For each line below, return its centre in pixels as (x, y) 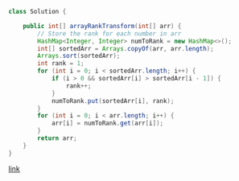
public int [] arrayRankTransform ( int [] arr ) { (102, 26)
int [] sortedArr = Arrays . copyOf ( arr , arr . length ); (126, 48)
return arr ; (58, 138)
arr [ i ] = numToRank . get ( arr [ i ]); (107, 123)
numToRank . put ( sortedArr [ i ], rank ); (113, 101)
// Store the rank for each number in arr (109, 33)
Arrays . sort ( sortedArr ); (79, 56)
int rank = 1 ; (61, 64)
